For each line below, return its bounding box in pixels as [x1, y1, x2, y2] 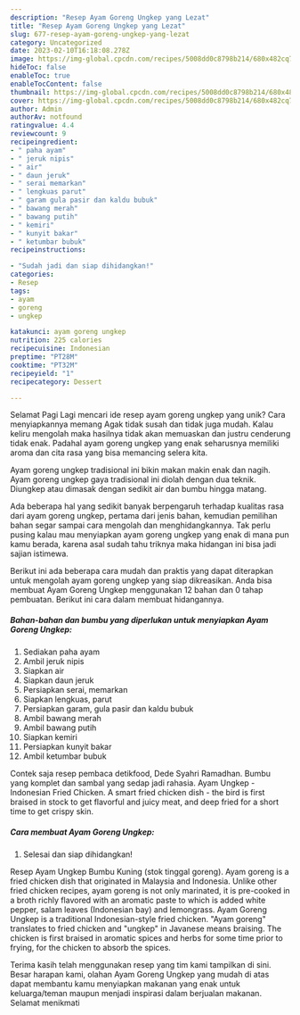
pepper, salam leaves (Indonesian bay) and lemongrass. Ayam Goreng [10, 904, 268, 915]
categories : [10, 270, 54, 279]
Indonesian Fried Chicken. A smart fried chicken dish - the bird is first [10, 787, 265, 798]
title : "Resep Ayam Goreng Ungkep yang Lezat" [10, 21, 186, 30]
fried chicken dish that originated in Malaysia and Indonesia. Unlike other [10, 876, 278, 886]
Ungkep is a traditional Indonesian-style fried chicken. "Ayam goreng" [10, 914, 266, 925]
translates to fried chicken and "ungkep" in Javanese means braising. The [10, 923, 282, 934]
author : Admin [10, 104, 63, 113]
